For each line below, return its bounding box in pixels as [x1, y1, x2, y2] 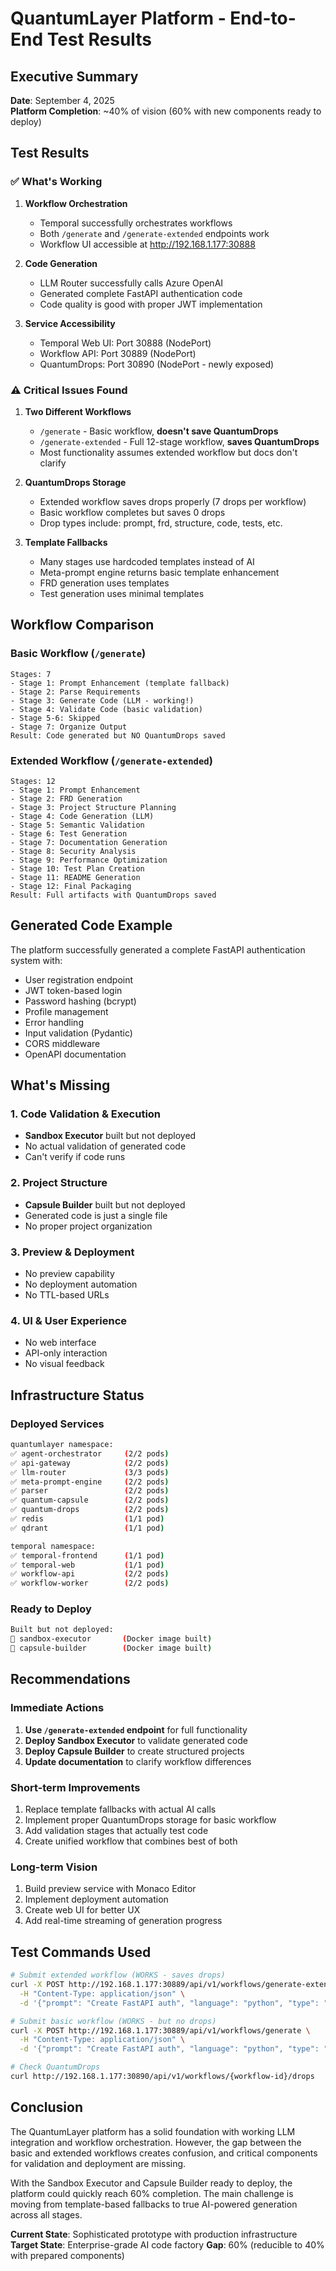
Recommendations [10, 1671, 131, 1688]
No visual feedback [24, 1358, 105, 1370]
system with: [10, 954, 63, 966]
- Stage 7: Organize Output [10, 722, 128, 732]
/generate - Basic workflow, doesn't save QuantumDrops [39, 425, 279, 437]
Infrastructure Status [10, 1387, 145, 1404]
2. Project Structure [10, 1176, 108, 1190]
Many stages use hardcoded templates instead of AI [39, 555, 255, 567]
